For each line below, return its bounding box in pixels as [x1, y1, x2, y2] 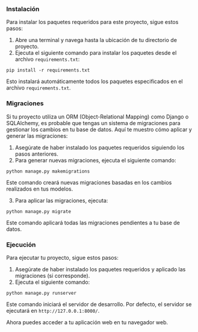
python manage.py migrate [6, 208, 71, 215]
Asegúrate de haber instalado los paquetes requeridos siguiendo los [14, 144, 185, 151]
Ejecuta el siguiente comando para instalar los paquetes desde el [14, 49, 177, 57]
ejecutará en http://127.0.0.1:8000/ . [6, 307, 100, 314]
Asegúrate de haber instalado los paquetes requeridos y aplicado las [14, 265, 186, 272]
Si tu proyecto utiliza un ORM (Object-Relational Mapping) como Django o [6, 113, 189, 120]
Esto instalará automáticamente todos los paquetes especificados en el [6, 78, 183, 85]
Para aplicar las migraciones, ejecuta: [14, 197, 108, 204]
